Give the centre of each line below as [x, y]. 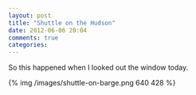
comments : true [33, 38]
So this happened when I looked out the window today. [98, 67]
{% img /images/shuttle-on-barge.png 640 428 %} [92, 83]
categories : [28, 45]
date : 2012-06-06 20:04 [48, 30]
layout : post [30, 15]
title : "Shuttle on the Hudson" [62, 23]
